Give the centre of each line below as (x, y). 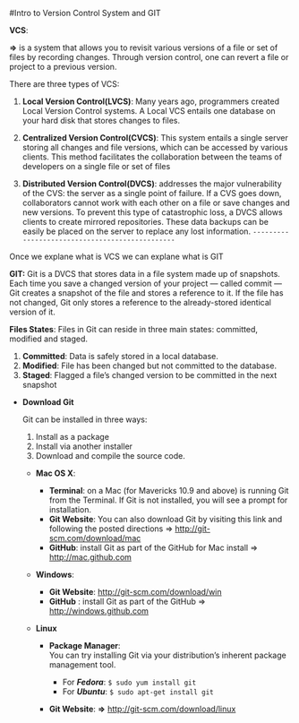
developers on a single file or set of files (96, 166)
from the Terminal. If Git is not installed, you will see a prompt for (168, 500)
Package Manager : (85, 646)
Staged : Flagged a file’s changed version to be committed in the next (149, 375)
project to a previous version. (63, 67)
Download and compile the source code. (110, 456)
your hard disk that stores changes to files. (101, 120)
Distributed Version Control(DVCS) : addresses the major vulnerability (152, 184)
